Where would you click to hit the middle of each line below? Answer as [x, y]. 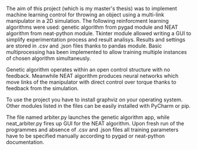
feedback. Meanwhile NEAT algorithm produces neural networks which [92, 76]
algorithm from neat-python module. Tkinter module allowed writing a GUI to [99, 33]
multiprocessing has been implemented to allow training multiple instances [96, 52]
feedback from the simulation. [42, 88]
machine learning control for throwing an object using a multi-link [85, 15]
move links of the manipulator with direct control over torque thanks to [91, 82]
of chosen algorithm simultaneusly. [49, 58]
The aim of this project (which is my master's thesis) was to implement [92, 8]
